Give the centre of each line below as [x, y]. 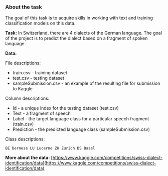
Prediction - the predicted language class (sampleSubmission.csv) [81, 129]
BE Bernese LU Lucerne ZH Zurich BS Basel [50, 148]
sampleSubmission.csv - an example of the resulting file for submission [86, 83]
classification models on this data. [40, 23]
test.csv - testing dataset [38, 78]
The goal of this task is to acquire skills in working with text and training [79, 18]
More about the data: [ [29, 158]
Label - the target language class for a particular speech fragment [81, 119]
